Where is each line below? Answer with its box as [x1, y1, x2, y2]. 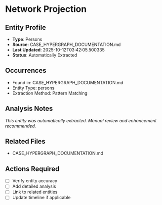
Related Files [5, 137, 46, 146]
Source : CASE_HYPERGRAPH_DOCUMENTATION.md [12, 42, 121, 48]
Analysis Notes [5, 104, 53, 113]
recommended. [5, 123, 36, 129]
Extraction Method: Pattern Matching [12, 90, 88, 96]
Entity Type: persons [12, 85, 55, 91]
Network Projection [5, 3, 87, 15]
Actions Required [5, 164, 60, 173]
